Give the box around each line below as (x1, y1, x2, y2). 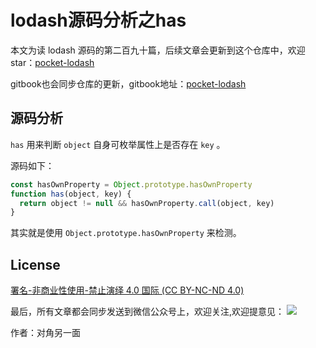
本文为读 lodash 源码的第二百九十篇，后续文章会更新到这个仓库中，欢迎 (10, 44, 306, 56)
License (10, 256, 61, 273)
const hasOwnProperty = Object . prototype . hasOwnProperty (10, 179, 253, 190)
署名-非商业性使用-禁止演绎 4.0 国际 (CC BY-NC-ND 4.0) (10, 284, 245, 296)
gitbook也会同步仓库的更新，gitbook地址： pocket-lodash (10, 77, 247, 90)
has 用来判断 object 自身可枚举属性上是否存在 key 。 (10, 138, 226, 150)
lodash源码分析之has (10, 9, 187, 32)
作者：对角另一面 (10, 327, 81, 339)
